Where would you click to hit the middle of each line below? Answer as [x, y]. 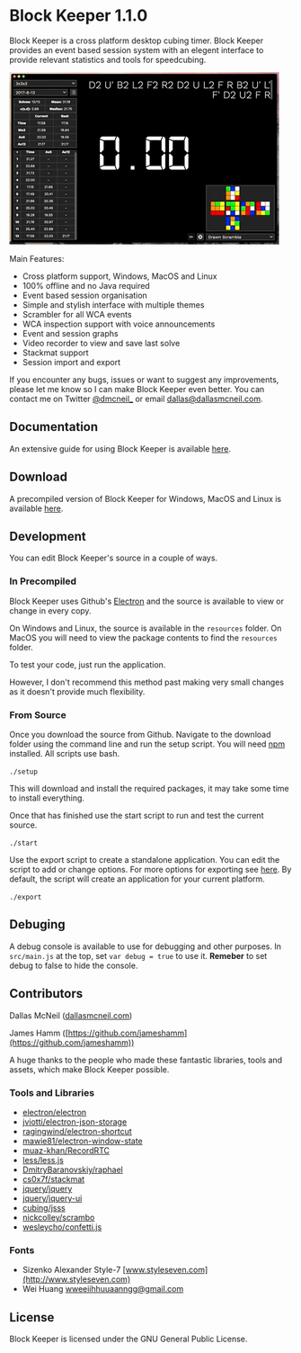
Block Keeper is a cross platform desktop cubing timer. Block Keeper [136, 40]
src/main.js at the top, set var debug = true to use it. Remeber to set [138, 955]
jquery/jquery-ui [52, 1198]
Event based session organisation [85, 295]
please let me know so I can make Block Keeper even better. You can [137, 389]
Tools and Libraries [52, 1092]
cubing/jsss [44, 1207]
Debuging [37, 924]
